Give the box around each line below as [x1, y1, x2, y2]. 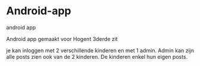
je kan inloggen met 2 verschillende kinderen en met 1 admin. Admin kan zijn [6, 46, 195, 54]
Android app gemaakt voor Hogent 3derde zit [6, 35, 118, 42]
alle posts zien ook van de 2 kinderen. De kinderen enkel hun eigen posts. [6, 53, 188, 60]
